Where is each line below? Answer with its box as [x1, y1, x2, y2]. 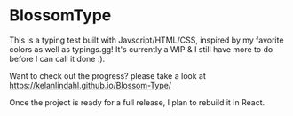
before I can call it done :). [9, 53, 106, 64]
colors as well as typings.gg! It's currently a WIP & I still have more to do [9, 43, 273, 54]
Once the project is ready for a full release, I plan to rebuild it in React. [9, 97, 265, 107]
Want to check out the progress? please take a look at [9, 70, 207, 81]
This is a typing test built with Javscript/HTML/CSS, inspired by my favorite [9, 35, 284, 45]
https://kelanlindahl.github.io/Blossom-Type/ [9, 80, 171, 90]
